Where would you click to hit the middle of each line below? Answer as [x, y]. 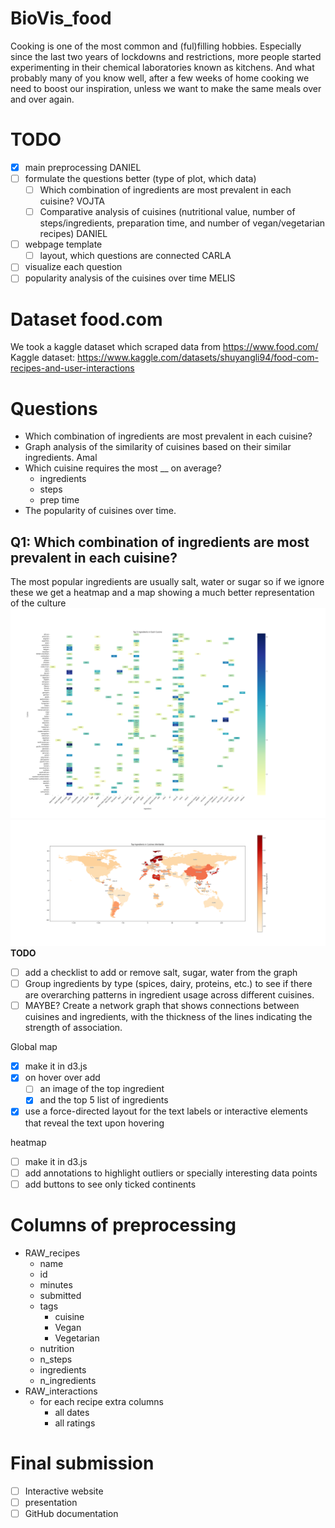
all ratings [75, 1423]
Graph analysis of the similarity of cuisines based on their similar [158, 447]
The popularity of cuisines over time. [100, 511]
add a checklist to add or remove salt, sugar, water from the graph [161, 973]
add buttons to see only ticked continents [110, 1184]
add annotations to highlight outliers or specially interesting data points [171, 1173]
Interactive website [64, 1491]
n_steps [56, 1359]
